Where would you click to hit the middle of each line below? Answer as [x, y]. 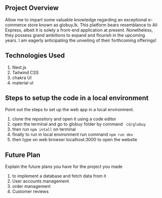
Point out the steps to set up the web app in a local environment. [70, 110]
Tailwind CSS [25, 72]
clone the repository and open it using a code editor [64, 119]
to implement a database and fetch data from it [59, 176]
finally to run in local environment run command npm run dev [72, 134]
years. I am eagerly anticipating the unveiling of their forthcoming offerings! [81, 40]
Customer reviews [30, 192]
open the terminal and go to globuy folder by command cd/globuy [79, 124]
